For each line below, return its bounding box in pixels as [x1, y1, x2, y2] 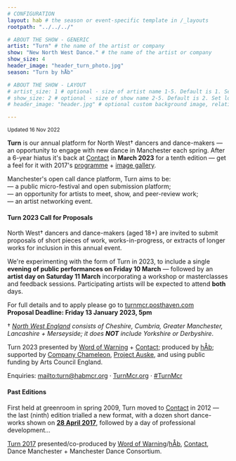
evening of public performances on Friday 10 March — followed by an [7, 265, 214, 273]
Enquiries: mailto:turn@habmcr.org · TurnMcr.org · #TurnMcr [7, 372, 183, 380]
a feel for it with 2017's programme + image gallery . [7, 161, 157, 169]
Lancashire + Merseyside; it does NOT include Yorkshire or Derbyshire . [7, 330, 214, 338]
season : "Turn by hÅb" [7, 68, 74, 76]
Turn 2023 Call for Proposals [7, 213, 93, 221]
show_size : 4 [7, 56, 46, 63]
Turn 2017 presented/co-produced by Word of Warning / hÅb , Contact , [7, 439, 209, 448]
